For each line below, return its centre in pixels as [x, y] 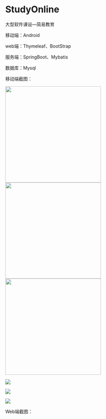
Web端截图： [19, 411]
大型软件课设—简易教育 [30, 24]
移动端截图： [19, 78]
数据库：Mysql [21, 68]
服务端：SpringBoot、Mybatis [37, 57]
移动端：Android [22, 35]
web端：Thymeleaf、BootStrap [38, 46]
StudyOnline [32, 9]
